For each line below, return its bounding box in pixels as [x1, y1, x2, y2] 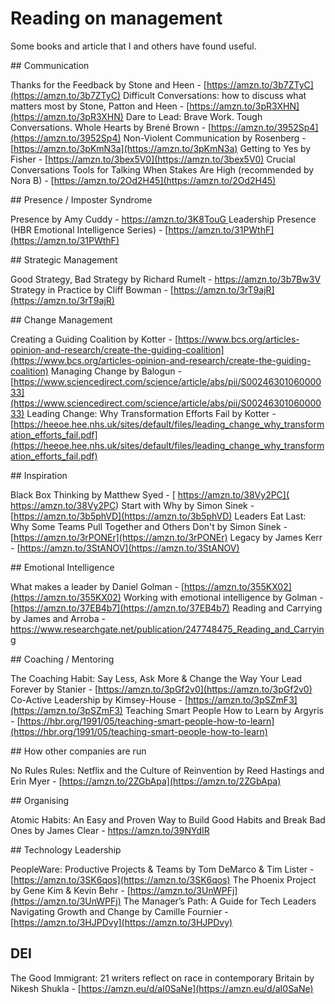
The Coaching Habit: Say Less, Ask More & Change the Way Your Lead [10, 672, 303, 684]
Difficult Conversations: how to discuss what [122, 89, 307, 101]
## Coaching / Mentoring [10, 653, 115, 665]
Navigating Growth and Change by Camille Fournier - [10, 905, 229, 917]
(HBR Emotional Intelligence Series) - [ [10, 223, 169, 236]
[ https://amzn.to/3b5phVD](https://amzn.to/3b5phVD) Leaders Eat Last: [10, 510, 307, 522]
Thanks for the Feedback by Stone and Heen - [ [10, 78, 207, 91]
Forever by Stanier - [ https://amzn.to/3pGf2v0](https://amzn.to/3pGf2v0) [10, 683, 313, 695]
